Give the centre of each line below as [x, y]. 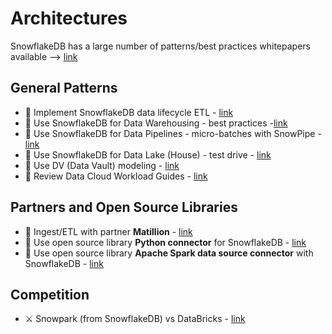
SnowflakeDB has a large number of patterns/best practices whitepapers [160, 46]
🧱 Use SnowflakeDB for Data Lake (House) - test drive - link [148, 154]
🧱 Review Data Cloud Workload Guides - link [116, 176]
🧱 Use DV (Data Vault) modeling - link [102, 165]
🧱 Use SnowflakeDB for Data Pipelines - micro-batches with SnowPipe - [173, 133]
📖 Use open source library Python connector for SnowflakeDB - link [165, 242]
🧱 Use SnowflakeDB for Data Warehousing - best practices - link [156, 123]
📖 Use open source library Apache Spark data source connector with [169, 253]
